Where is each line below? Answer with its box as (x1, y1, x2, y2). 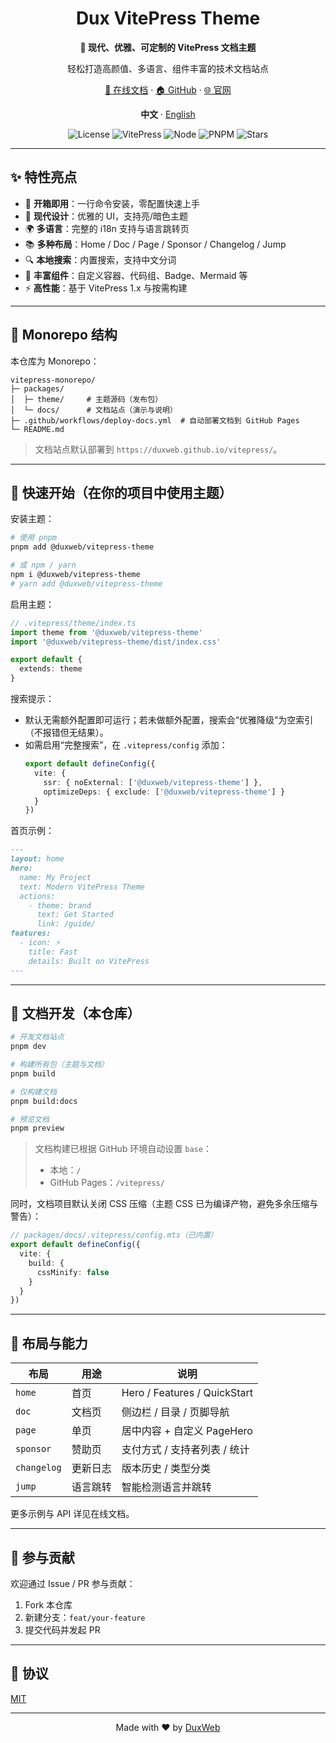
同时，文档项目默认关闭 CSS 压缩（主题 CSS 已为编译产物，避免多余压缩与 (10, 1198, 319, 1210)
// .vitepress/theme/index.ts (10, 618, 137, 628)
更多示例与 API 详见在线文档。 (10, 1508, 135, 1520)
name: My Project (19, 872, 92, 882)
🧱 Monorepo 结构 (10, 327, 118, 344)
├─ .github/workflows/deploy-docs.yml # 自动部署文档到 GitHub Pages (10, 415, 300, 426)
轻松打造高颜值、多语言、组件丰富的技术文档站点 (67, 62, 269, 74)
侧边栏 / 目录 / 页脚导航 (121, 1405, 230, 1419)
